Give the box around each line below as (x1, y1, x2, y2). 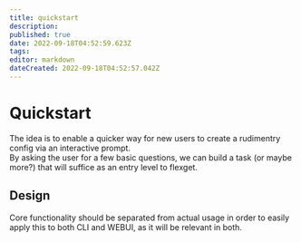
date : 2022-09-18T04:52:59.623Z (9, 38, 131, 48)
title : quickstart (9, 13, 79, 23)
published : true (9, 30, 71, 39)
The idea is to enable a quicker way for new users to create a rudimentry (9, 132, 281, 143)
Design (9, 188, 51, 204)
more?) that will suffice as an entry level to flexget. (9, 161, 198, 172)
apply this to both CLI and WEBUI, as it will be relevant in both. (9, 221, 243, 232)
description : (9, 22, 59, 31)
